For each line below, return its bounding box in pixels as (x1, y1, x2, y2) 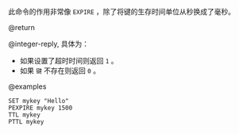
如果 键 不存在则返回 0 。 (19, 66, 101, 75)
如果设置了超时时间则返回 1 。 (19, 56, 118, 65)
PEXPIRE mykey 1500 (8, 104, 73, 112)
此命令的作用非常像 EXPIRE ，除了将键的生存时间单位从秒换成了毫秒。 (8, 7, 236, 16)
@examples (8, 82, 47, 91)
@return (8, 23, 36, 32)
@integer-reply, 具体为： (8, 39, 90, 48)
